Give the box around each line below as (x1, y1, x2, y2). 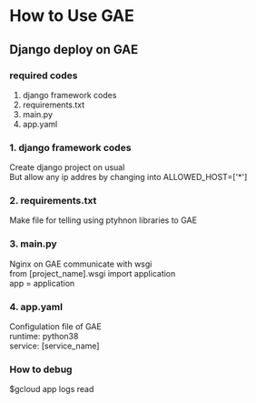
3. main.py (9, 237, 57, 250)
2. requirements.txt (9, 195, 97, 207)
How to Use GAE (9, 5, 134, 26)
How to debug (9, 363, 73, 376)
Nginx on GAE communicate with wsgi (9, 258, 153, 269)
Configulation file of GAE (9, 321, 102, 332)
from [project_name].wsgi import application (9, 267, 176, 278)
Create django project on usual (9, 162, 125, 173)
